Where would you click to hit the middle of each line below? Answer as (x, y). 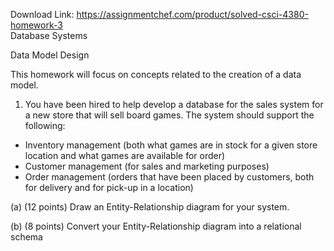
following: (45, 125)
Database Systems (49, 35)
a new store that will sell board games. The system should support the (169, 115)
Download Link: (42, 14)
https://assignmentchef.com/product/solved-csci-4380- (192, 14)
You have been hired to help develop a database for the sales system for (174, 104)
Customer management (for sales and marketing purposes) (147, 166)
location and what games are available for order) (125, 155)
